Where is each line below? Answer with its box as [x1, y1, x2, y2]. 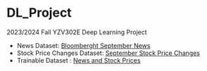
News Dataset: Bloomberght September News [16, 41, 151, 49]
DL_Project [6, 5, 72, 21]
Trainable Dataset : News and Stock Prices [16, 56, 141, 64]
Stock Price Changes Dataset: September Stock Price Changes [16, 49, 200, 57]
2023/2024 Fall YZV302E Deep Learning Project [6, 28, 147, 36]
